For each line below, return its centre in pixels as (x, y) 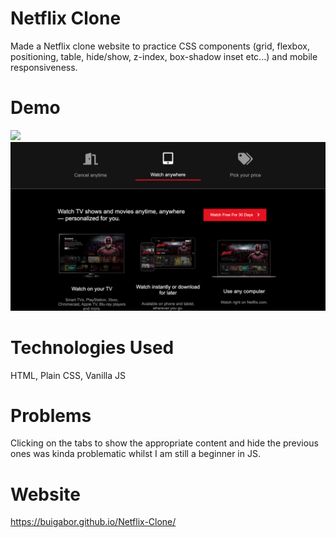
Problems (51, 415)
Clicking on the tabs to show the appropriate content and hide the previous (164, 443)
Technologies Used (92, 347)
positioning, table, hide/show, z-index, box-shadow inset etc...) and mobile (164, 56)
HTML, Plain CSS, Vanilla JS (68, 375)
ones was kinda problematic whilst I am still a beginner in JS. (135, 454)
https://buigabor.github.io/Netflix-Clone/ (93, 522)
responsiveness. (44, 67)
